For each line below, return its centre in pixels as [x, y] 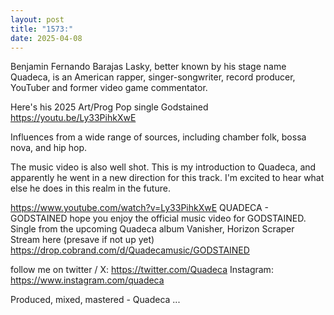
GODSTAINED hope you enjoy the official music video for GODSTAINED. [158, 218]
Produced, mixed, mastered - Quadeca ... [95, 300]
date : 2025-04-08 [46, 38]
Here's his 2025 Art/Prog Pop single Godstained [109, 107]
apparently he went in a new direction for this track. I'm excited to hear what [167, 178]
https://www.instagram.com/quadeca [87, 280]
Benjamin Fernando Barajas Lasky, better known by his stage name [148, 67]
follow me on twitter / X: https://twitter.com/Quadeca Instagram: [142, 270]
